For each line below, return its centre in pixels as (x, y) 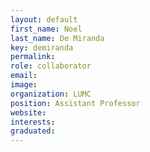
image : (24, 85)
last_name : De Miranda (57, 38)
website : (28, 112)
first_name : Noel (46, 29)
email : (24, 76)
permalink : (33, 57)
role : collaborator (51, 66)
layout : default (44, 19)
